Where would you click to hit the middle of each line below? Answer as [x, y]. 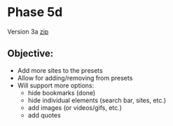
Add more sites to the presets [60, 70]
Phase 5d [35, 12]
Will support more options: [56, 85]
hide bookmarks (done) [62, 92]
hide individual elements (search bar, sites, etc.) [97, 100]
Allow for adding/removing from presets [75, 78]
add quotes [44, 115]
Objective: [30, 54]
